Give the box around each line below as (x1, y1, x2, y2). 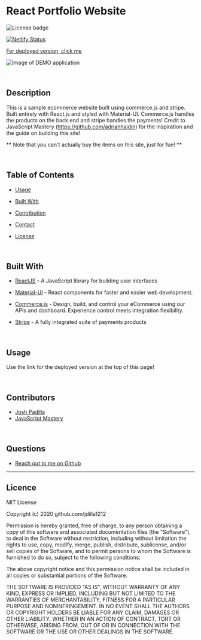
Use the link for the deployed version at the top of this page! (6, 363, 154, 371)
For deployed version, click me (6, 47, 82, 55)
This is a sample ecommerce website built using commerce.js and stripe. (6, 104, 186, 111)
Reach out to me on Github (14, 459, 81, 467)
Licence (6, 483, 37, 493)
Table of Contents (6, 170, 75, 181)
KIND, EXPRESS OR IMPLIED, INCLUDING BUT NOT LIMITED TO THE (6, 590, 176, 597)
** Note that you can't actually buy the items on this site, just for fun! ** (6, 141, 182, 148)
